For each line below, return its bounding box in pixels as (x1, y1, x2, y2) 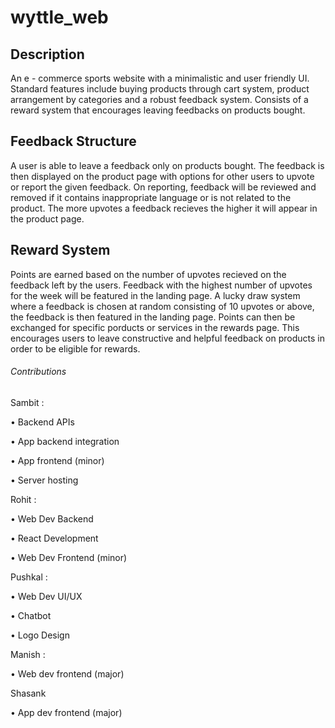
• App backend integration (10, 435, 120, 447)
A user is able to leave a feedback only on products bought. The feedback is (10, 159, 325, 171)
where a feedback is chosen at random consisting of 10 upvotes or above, (10, 300, 315, 312)
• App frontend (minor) (10, 454, 105, 466)
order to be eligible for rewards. (10, 342, 141, 355)
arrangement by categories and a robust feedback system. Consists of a (10, 94, 309, 105)
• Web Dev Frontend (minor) (10, 551, 128, 563)
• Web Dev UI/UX (10, 590, 83, 602)
